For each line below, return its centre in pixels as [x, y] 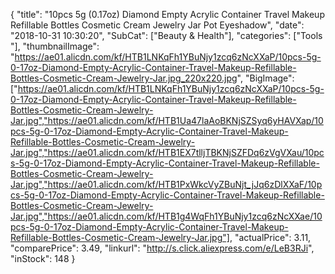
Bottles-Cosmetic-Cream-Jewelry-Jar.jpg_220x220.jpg [124, 78]
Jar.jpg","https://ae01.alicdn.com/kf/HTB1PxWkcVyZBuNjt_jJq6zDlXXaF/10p [166, 184]
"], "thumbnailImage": [55, 46]
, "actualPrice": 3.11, [270, 237]
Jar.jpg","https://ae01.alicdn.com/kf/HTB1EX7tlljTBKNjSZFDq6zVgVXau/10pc [167, 152]
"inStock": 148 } [43, 258]
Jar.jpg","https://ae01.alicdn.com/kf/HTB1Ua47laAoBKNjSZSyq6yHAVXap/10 [167, 120]
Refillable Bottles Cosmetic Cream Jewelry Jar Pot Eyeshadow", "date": [157, 25]
